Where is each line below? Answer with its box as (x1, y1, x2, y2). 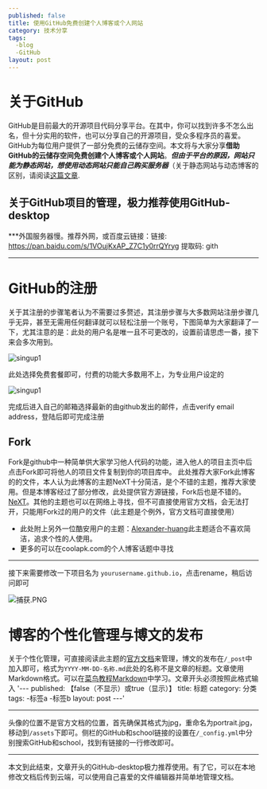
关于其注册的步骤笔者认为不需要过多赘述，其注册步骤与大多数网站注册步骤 (8, 307, 252, 317)
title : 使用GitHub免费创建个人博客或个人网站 (8, 19, 144, 27)
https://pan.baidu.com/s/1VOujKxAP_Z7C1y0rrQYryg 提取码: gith (8, 240, 219, 251)
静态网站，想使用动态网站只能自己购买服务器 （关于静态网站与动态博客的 (21, 160, 259, 170)
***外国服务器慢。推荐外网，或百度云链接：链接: (8, 231, 168, 240)
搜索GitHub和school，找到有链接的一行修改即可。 (14, 738, 179, 748)
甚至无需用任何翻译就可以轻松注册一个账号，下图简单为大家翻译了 (35, 317, 252, 326)
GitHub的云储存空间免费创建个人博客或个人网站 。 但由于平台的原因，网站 (8, 150, 248, 160)
